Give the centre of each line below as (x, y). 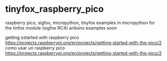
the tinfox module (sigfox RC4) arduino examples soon (61, 28)
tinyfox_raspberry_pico (54, 9)
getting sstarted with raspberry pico (42, 37)
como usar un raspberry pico (35, 48)
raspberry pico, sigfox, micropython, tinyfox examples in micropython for (80, 23)
